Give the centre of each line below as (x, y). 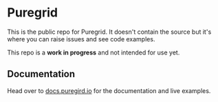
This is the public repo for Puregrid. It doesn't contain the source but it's (109, 32)
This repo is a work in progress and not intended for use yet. (94, 52)
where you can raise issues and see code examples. (81, 39)
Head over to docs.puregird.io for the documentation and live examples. (109, 90)
